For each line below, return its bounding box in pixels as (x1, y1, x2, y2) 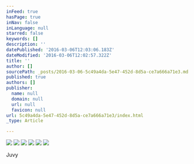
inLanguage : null (6, 25, 49, 31)
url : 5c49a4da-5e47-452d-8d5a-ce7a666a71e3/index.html (6, 112, 144, 118)
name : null (11, 91, 38, 96)
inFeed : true (6, 8, 38, 15)
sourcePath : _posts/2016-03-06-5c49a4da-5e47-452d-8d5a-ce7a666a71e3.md (6, 69, 189, 75)
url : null (11, 101, 35, 108)
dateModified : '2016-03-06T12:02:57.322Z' (6, 52, 112, 58)
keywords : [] (6, 36, 38, 42)
